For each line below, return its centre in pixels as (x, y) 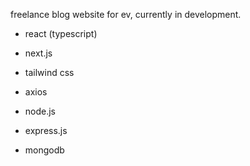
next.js (38, 53)
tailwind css (49, 72)
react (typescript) (61, 33)
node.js (40, 111)
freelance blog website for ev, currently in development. (126, 14)
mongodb (44, 150)
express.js (46, 130)
